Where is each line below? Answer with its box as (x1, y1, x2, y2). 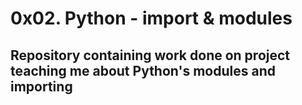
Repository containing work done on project (10, 47, 291, 64)
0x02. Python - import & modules (10, 7, 293, 30)
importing (10, 78, 73, 95)
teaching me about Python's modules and (10, 62, 276, 79)
